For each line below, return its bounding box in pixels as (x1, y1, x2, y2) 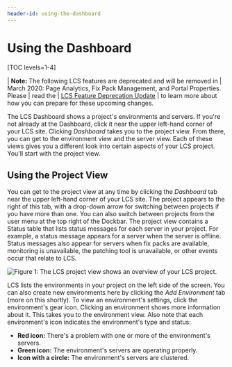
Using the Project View (7, 169, 108, 181)
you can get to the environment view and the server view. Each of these (7, 134, 213, 142)
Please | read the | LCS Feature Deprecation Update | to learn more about (7, 91, 217, 99)
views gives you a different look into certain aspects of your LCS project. (7, 142, 215, 150)
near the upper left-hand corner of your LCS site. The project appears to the (7, 195, 225, 204)
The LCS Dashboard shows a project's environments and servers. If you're (7, 112, 221, 120)
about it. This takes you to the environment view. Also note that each (7, 311, 204, 319)
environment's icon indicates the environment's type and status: (7, 318, 191, 327)
